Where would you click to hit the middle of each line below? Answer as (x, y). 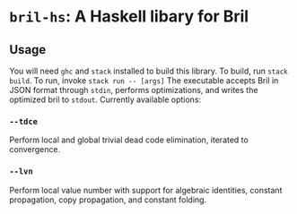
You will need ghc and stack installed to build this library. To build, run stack (149, 71)
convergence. (35, 150)
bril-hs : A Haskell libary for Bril (129, 17)
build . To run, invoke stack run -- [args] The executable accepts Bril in (144, 81)
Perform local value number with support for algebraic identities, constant (146, 190)
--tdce (24, 121)
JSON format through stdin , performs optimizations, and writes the (134, 90)
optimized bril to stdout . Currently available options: (105, 99)
